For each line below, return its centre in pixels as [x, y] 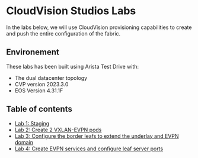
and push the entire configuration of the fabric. [63, 33]
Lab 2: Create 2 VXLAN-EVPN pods [58, 130]
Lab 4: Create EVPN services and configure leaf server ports [89, 149]
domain [24, 142]
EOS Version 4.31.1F [39, 91]
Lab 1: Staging [32, 123]
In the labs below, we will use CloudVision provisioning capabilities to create [99, 27]
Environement [33, 52]
